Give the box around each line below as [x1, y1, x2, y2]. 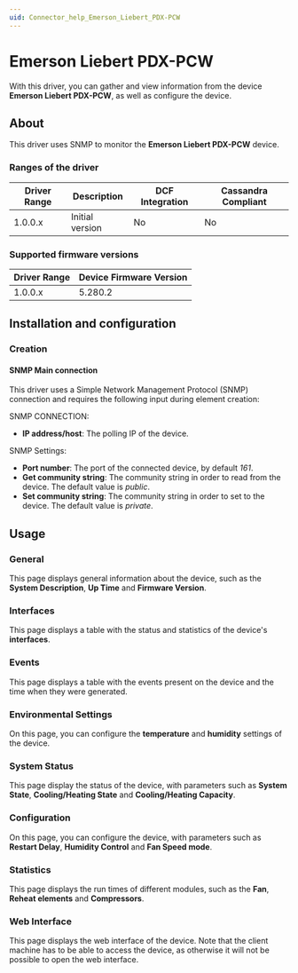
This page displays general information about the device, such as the [9, 574, 262, 584]
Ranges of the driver [9, 162, 99, 174]
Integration [140, 195, 189, 208]
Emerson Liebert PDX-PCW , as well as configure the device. [9, 90, 232, 100]
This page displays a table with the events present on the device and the [9, 676, 275, 687]
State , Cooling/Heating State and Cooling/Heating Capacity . [9, 789, 236, 800]
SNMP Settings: [9, 446, 67, 456]
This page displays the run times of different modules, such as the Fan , [9, 883, 270, 894]
